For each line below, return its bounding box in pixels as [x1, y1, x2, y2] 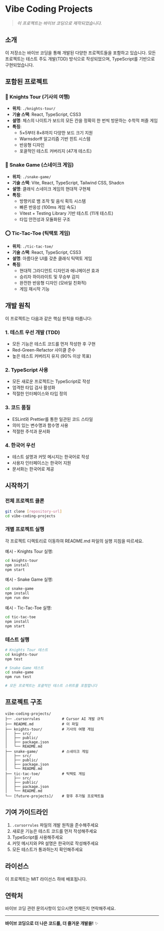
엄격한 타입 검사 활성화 [12, 385, 56, 391]
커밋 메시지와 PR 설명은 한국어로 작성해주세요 [12, 840, 99, 846]
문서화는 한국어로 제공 [12, 466, 55, 472]
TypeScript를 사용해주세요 [12, 834, 63, 840]
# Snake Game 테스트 [5, 665, 44, 670]
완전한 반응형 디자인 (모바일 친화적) [19, 280, 87, 286]
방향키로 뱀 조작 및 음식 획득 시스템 [19, 198, 86, 204]
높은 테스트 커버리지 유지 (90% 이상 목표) [12, 353, 92, 359]
